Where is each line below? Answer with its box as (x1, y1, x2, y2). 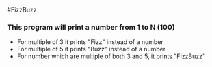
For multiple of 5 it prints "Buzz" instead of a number (16, 45, 166, 53)
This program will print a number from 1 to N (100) (7, 22, 176, 32)
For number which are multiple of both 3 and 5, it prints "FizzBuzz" (16, 52, 206, 60)
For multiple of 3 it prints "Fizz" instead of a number (16, 38, 164, 46)
